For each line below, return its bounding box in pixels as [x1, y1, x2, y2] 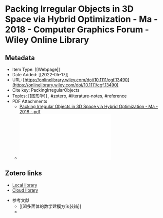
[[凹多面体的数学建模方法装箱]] [19, 203, 82, 209]
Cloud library [12, 187, 38, 193]
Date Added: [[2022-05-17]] [12, 72, 69, 77]
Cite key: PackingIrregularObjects [12, 87, 80, 93]
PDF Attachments [12, 99, 48, 104]
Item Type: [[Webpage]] [12, 67, 60, 72]
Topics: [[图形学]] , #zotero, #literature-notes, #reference [12, 93, 127, 99]
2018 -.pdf [19, 109, 41, 115]
